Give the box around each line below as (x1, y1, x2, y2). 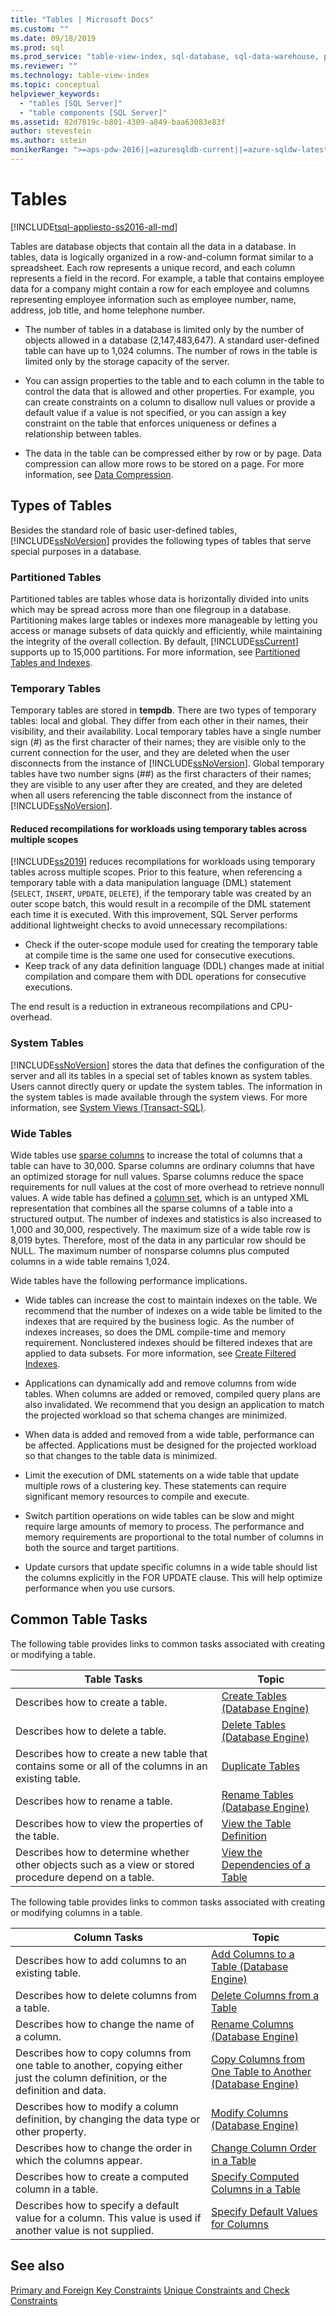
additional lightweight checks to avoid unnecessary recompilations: (10, 919, 288, 931)
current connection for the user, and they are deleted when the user (10, 747, 290, 759)
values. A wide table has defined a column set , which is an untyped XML (10, 1192, 310, 1204)
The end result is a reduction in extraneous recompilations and (10, 1001, 268, 1013)
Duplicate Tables (221, 1759, 300, 1773)
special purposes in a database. (10, 545, 142, 557)
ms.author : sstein (10, 136, 87, 146)
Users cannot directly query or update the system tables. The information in (10, 1080, 323, 1092)
